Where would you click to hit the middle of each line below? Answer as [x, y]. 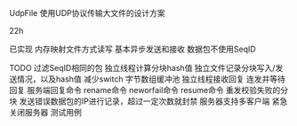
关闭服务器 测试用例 [45, 112]
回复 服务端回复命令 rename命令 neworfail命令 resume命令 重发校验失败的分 [149, 90]
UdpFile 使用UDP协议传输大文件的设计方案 [88, 13]
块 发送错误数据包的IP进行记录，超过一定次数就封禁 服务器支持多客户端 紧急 [148, 101]
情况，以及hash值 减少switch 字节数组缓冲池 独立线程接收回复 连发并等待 [151, 79]
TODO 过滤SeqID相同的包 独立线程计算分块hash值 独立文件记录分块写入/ [142, 68]
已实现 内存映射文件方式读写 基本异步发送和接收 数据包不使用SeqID [132, 49]
